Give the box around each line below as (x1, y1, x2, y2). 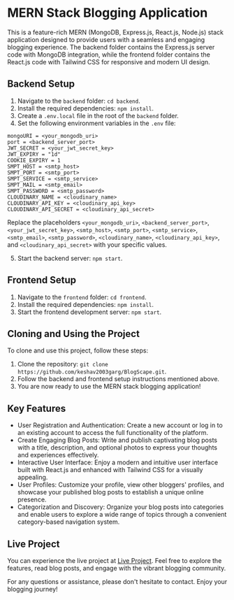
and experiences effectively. (17, 451, 99, 459)
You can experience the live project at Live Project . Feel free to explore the (7, 557, 222, 564)
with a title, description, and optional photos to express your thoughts (17, 443, 218, 452)
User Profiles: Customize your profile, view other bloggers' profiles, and (17, 480, 225, 489)
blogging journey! (7, 585, 58, 593)
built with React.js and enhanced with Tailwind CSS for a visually (17, 466, 203, 474)
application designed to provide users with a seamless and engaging (7, 35, 205, 43)
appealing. (17, 473, 48, 482)
